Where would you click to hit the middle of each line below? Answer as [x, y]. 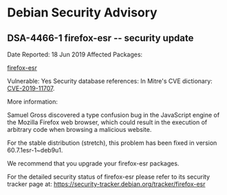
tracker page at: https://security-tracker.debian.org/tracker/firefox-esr [106, 184]
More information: [33, 102]
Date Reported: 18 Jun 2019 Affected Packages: [75, 54]
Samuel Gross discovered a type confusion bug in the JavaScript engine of [113, 115]
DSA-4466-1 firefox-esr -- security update [100, 38]
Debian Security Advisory [82, 13]
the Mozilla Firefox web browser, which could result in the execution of [107, 122]
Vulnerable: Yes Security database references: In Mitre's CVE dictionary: [110, 81]
